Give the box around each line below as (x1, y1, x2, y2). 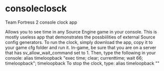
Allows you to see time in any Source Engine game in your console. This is (5, 29, 158, 35)
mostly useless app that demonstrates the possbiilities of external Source (5, 34, 156, 40)
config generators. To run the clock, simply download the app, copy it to (5, 39, 153, 45)
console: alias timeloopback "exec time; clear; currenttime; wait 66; (5, 55, 143, 61)
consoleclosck (5, 3, 67, 14)
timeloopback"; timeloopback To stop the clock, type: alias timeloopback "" (5, 60, 160, 66)
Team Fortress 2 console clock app (5, 19, 78, 25)
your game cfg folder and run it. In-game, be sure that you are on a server (5, 44, 157, 50)
